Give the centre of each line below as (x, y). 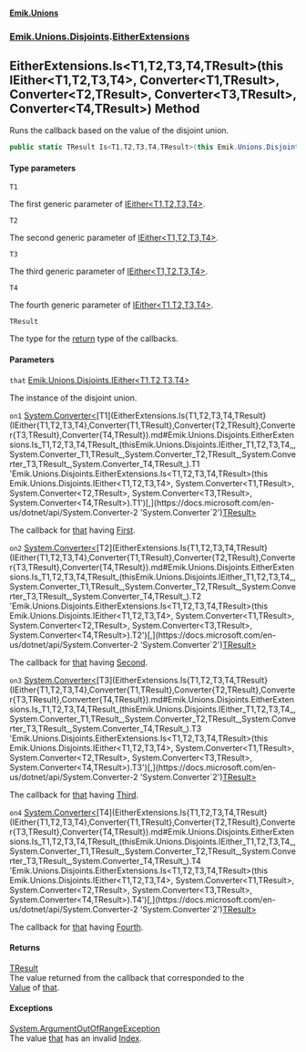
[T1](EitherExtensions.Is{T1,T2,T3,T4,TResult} (181, 415)
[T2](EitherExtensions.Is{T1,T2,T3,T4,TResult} (182, 547)
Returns (25, 948)
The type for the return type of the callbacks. (94, 339)
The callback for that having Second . (79, 662)
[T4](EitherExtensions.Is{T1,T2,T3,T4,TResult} (182, 812)
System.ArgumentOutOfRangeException (85, 1029)
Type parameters (43, 168)
